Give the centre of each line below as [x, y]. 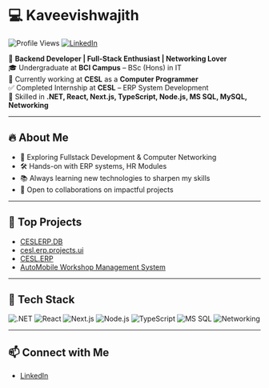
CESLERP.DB [41, 242]
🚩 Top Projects [45, 222]
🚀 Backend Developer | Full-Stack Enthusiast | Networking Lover [118, 58]
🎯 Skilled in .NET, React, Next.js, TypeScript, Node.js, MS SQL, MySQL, [128, 96]
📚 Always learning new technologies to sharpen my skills [115, 178]
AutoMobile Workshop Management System [93, 267]
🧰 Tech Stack [42, 300]
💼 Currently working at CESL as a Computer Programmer [103, 79]
